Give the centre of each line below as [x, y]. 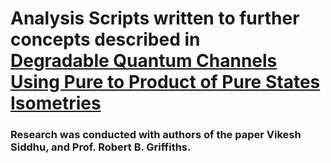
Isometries [56, 103]
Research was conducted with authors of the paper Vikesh [156, 135]
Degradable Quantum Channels [144, 61]
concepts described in [105, 39]
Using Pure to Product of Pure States [165, 82]
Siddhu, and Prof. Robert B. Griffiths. [101, 147]
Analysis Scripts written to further [155, 18]
